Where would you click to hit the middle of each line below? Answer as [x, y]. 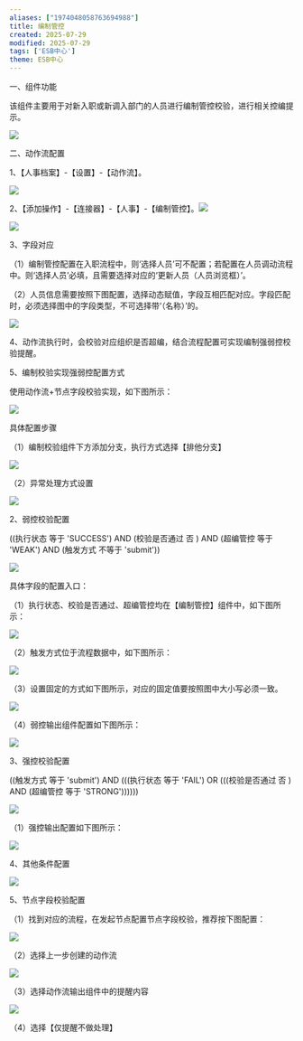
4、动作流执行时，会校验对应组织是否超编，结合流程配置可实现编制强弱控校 [150, 342]
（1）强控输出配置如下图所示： [66, 827]
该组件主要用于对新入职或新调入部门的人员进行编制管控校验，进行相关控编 [147, 106]
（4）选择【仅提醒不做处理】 [64, 1027]
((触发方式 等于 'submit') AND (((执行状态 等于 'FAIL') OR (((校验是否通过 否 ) [150, 780]
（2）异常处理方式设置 [51, 483]
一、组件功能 [33, 86]
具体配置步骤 [33, 427]
